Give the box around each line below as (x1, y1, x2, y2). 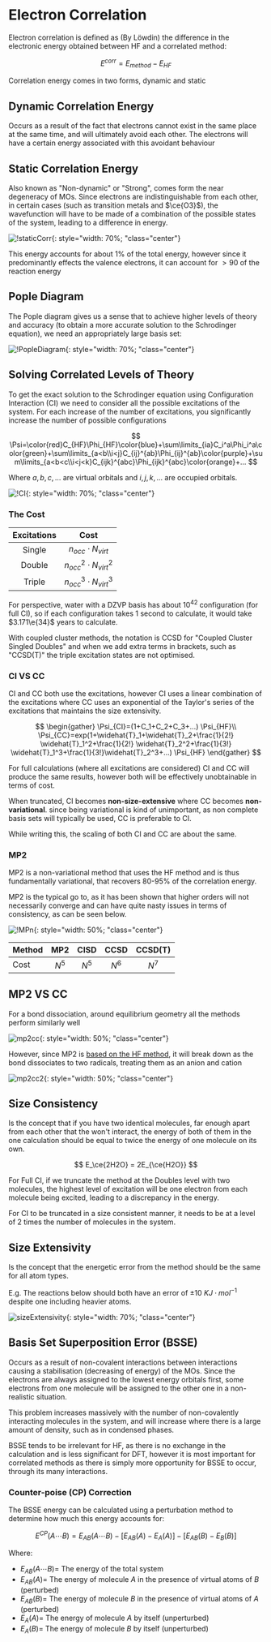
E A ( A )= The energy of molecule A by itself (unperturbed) (19, 1613, 210, 1624)
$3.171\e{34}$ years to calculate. (8, 617, 118, 626)
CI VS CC (8, 670, 45, 681)
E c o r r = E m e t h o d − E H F (100, 57, 172, 70)
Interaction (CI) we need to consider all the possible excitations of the (8, 398, 240, 407)
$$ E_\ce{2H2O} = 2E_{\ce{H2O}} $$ (74, 1160, 198, 1170)
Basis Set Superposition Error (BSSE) (8, 1336, 198, 1350)
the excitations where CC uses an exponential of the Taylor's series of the (8, 698, 255, 707)
